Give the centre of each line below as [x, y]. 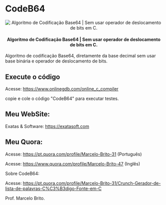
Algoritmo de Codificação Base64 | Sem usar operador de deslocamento [84, 39]
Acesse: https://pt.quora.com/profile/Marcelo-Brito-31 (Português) [74, 154]
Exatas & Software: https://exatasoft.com [47, 126]
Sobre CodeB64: [22, 173]
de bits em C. [84, 44]
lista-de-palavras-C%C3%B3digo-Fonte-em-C [54, 188]
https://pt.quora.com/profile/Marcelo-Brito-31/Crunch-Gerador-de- [92, 183]
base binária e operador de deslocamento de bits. [56, 61]
